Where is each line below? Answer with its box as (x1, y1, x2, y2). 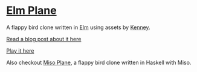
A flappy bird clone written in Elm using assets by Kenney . (6, 24, 150, 31)
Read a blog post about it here (6, 35, 82, 42)
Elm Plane (6, 4, 57, 18)
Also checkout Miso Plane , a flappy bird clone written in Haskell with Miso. (6, 59, 192, 66)
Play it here (6, 47, 34, 54)
